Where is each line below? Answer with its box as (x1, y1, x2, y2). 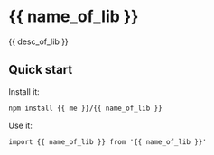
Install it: (8, 86, 40, 96)
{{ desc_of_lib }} (8, 36, 69, 47)
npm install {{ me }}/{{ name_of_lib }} (8, 104, 163, 113)
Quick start (8, 62, 73, 77)
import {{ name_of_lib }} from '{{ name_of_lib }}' (8, 137, 207, 146)
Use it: (8, 120, 33, 131)
